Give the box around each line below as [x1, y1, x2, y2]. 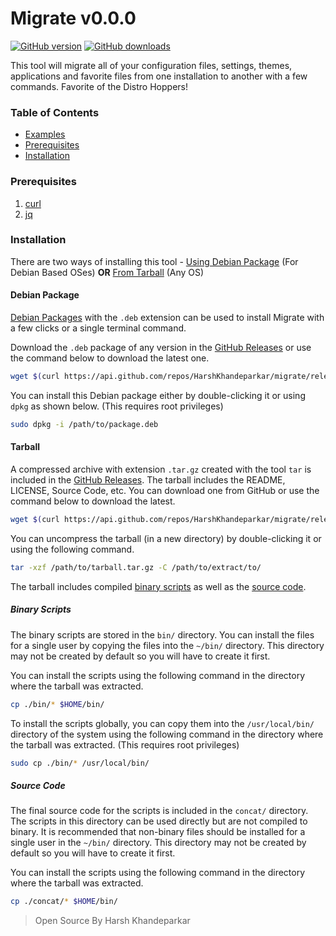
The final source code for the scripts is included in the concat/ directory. [10, 805, 309, 817]
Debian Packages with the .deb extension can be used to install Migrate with [10, 312, 325, 324]
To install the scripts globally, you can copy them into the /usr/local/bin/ [10, 717, 315, 729]
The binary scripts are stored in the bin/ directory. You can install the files [10, 628, 315, 641]
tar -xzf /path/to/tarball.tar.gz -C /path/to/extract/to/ [10, 562, 262, 572]
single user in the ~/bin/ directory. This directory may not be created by [10, 837, 307, 849]
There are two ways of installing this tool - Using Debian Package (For [10, 255, 299, 267]
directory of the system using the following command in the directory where [10, 728, 324, 740]
